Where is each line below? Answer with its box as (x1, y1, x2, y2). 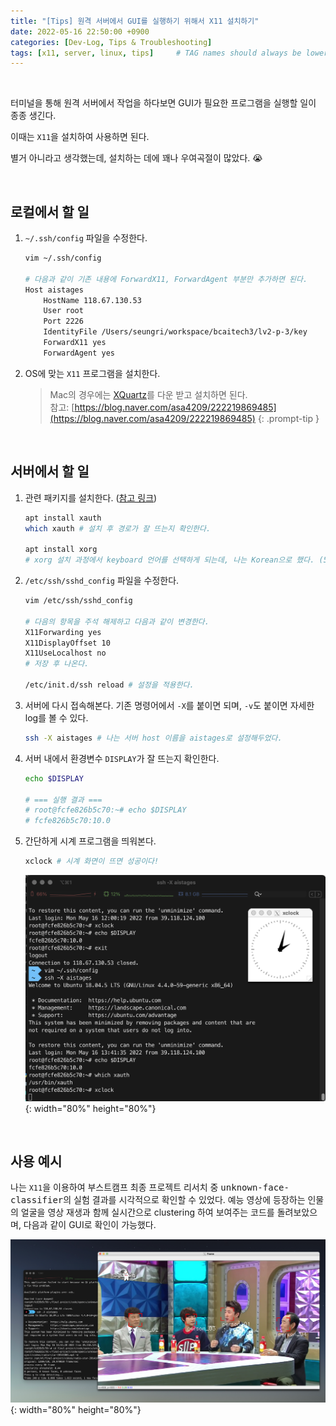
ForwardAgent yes (43, 348, 115, 358)
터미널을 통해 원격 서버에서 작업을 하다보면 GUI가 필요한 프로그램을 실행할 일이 (10, 97, 317, 109)
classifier (10, 1195, 64, 1206)
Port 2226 (43, 316, 84, 327)
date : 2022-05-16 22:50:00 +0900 (10, 26, 150, 37)
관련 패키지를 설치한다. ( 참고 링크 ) (24, 491, 158, 504)
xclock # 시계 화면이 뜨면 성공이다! (24, 856, 160, 867)
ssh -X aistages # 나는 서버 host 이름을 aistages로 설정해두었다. (24, 733, 283, 743)
